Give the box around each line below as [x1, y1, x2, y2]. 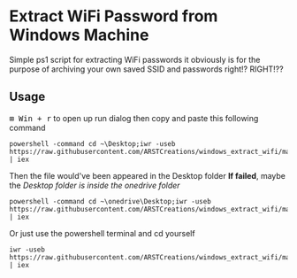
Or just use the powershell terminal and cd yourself [9, 228, 196, 238]
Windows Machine [9, 25, 149, 45]
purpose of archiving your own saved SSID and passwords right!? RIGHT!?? [9, 64, 285, 74]
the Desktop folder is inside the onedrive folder [9, 180, 180, 190]
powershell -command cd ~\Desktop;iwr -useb [9, 139, 176, 148]
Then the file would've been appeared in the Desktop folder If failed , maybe [9, 170, 286, 181]
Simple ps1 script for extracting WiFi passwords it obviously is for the [9, 54, 261, 65]
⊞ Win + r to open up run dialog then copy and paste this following [9, 112, 259, 123]
